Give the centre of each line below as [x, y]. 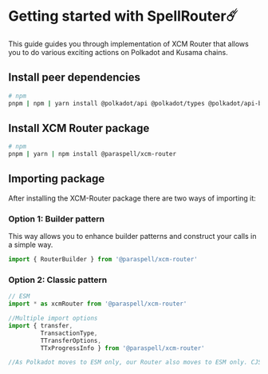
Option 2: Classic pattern [58, 280]
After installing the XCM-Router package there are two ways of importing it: [132, 198]
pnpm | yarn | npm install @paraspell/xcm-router [93, 154]
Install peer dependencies [75, 78]
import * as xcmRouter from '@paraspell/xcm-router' [98, 304]
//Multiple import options [53, 318]
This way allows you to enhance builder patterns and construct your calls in [132, 237]
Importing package [57, 179]
